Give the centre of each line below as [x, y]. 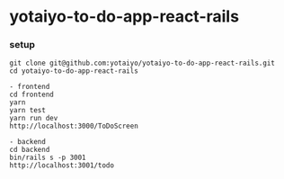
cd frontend [31, 95]
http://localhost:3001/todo [62, 166]
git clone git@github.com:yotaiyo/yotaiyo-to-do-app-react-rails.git [142, 63]
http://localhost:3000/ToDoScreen [74, 126]
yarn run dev [34, 119]
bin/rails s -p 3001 [48, 158]
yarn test [28, 111]
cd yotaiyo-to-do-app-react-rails [74, 71]
